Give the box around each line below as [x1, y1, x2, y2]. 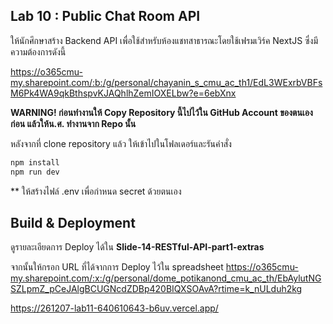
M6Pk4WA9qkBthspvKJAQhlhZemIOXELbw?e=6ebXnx [10, 87, 237, 99]
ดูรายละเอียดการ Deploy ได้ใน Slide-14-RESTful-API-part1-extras [10, 241, 265, 253]
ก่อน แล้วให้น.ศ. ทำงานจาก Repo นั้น [10, 117, 137, 129]
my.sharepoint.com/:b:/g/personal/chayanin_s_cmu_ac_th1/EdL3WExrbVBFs [10, 76, 323, 88]
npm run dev [10, 167, 60, 177]
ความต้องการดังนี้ [10, 45, 67, 58]
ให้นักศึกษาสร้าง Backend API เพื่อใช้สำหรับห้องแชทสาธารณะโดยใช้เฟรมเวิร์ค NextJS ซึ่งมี [10, 34, 318, 46]
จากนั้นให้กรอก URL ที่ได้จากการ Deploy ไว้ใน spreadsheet [10, 261, 224, 273]
